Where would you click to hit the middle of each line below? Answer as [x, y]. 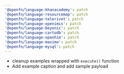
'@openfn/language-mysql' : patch [40, 47]
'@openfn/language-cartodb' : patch [42, 33]
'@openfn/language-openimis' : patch [43, 24]
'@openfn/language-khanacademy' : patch [46, 10]
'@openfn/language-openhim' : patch [42, 38]
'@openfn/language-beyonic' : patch [42, 28]
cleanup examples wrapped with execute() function [66, 61]
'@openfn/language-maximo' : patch [41, 42]
